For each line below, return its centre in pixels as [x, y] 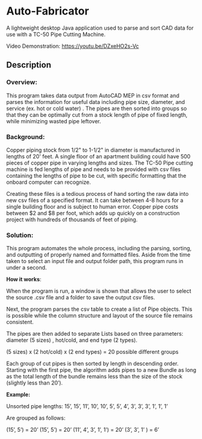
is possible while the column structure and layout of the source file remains [99, 316]
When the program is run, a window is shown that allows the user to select [99, 291]
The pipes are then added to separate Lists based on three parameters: [95, 334]
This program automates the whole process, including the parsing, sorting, [99, 249]
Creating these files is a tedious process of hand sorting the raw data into [97, 193]
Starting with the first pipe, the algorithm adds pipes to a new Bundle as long [101, 370]
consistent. [20, 322]
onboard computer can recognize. [49, 182]
